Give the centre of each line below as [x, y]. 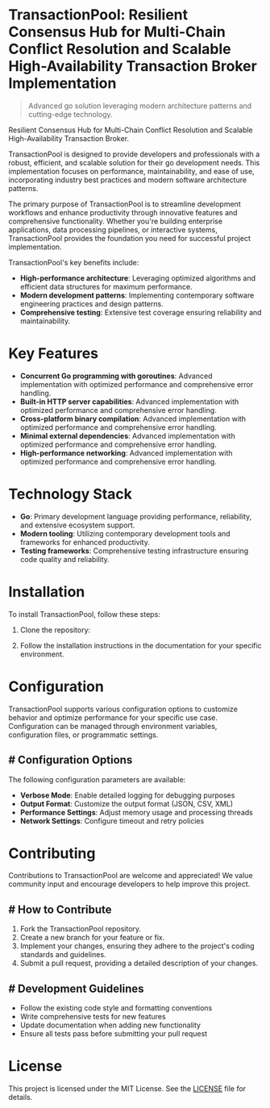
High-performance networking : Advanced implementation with [126, 452]
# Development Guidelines [76, 988]
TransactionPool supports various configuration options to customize [123, 709]
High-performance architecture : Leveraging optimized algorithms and [138, 278]
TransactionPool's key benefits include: [74, 262]
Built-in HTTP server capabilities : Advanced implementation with [129, 402]
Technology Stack [71, 494]
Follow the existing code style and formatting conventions [116, 1008]
